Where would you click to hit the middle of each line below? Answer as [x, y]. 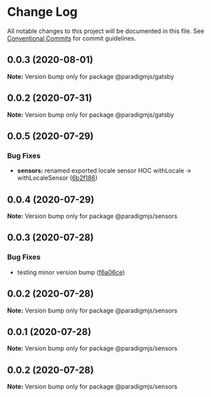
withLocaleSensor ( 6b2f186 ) [57, 178]
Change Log [42, 12]
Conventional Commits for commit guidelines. [71, 38]
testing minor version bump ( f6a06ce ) [71, 272]
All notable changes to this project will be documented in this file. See [106, 31]
